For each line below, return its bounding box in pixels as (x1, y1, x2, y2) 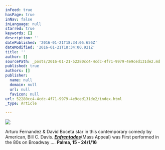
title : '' (5, 49, 26, 54)
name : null (10, 78, 33, 83)
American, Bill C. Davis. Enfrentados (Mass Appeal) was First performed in (5, 134, 159, 140)
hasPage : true (5, 12, 35, 17)
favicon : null (10, 92, 39, 97)
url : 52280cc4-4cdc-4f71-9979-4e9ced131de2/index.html (5, 96, 122, 101)
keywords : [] (5, 31, 33, 36)
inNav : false (5, 17, 33, 22)
